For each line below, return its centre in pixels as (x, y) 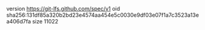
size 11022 (45, 21)
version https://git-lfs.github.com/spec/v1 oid (63, 9)
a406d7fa (19, 21)
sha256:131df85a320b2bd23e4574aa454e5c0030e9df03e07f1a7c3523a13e (103, 15)
